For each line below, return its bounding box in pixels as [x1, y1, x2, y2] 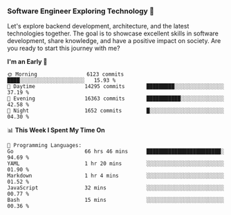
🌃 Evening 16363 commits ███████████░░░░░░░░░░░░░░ [7, 95, 225, 103]
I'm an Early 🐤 [7, 58, 48, 66]
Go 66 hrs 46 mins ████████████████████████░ [7, 148, 225, 155]
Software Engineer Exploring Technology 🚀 [7, 6, 154, 16]
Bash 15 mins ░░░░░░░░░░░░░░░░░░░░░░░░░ [7, 197, 225, 204]
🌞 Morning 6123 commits [7, 71, 124, 78]
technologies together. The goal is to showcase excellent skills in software [7, 29, 219, 37]
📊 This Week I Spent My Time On [7, 126, 105, 135]
